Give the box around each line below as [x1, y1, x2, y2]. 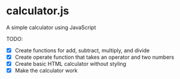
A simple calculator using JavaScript [6, 24, 96, 31]
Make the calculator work [14, 67, 78, 74]
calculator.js [6, 4, 69, 18]
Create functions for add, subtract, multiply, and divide [14, 46, 150, 54]
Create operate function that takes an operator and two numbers [14, 53, 175, 61]
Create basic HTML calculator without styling [14, 61, 127, 68]
